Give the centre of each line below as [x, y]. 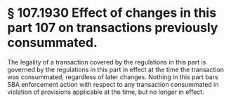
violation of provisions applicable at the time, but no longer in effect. [106, 92]
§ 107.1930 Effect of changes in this [112, 13]
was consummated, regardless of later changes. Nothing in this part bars [113, 77]
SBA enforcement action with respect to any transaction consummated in [113, 84]
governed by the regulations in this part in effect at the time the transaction [116, 69]
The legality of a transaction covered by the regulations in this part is [107, 62]
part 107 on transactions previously [113, 28]
